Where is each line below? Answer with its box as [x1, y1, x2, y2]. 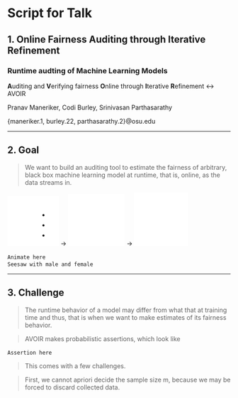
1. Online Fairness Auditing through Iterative [7, 33, 206, 45]
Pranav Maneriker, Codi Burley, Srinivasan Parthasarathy [7, 103, 172, 112]
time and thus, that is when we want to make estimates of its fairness [24, 313, 227, 321]
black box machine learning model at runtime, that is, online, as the [24, 171, 221, 179]
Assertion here [7, 349, 52, 356]
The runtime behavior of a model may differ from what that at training [24, 306, 227, 314]
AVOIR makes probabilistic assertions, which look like [24, 334, 181, 343]
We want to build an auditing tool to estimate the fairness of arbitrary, [24, 163, 227, 171]
